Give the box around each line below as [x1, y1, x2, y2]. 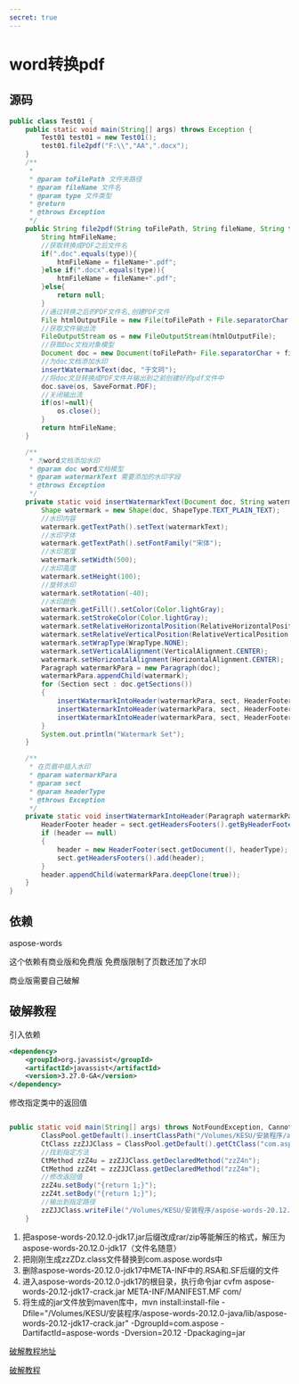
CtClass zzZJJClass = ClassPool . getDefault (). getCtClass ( [41, 1139, 261, 1149]
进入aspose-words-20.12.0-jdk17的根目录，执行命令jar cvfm [21, 1276, 243, 1287]
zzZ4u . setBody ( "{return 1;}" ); [41, 1181, 158, 1190]
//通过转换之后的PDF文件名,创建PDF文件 [41, 307, 171, 317]
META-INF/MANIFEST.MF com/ [126, 1286, 242, 1297]
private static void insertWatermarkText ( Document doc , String [25, 498, 265, 507]
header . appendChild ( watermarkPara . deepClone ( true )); [41, 870, 241, 879]
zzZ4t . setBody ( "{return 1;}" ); [41, 1190, 158, 1199]
